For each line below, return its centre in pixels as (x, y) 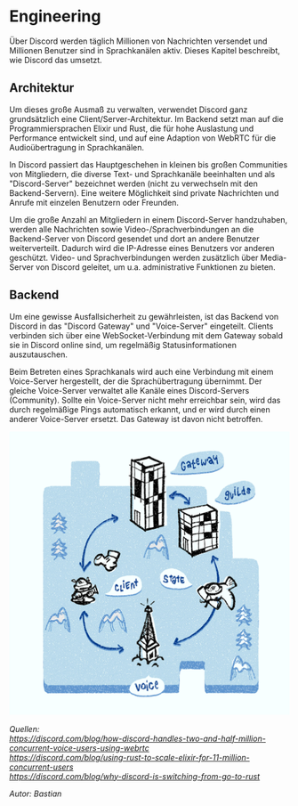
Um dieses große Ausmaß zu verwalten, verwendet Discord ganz (129, 110)
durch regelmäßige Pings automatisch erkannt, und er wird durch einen (140, 409)
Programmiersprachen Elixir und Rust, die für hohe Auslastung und (132, 128)
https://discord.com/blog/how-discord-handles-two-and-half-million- (138, 738)
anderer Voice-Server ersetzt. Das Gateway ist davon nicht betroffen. (136, 419)
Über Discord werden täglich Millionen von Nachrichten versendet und (138, 41)
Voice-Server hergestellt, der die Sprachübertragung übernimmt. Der (136, 381)
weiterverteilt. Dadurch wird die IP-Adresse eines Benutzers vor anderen (142, 248)
